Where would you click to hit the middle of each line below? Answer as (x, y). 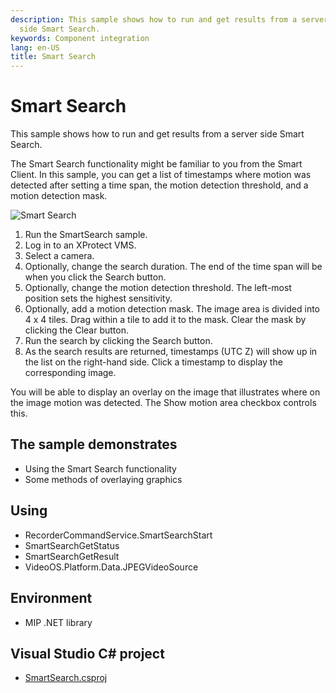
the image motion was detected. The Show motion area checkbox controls (163, 403)
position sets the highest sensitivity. (98, 298)
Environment (51, 598)
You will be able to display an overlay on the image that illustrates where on (165, 392)
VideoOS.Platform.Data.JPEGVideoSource (111, 567)
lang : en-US (35, 47)
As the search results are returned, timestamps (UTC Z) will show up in (171, 352)
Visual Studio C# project (87, 653)
